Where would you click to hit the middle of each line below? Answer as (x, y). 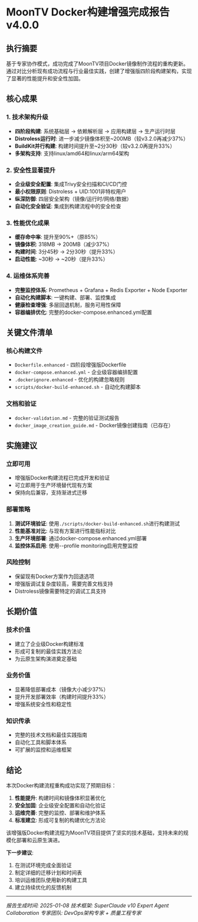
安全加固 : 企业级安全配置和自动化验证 (60, 805)
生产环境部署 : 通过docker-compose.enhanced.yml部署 (81, 538)
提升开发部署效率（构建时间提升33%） (62, 697)
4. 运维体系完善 (28, 276)
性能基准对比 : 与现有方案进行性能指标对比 (65, 531)
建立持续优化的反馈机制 (43, 887)
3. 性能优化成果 (28, 223)
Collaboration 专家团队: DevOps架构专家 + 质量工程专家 (74, 913)
